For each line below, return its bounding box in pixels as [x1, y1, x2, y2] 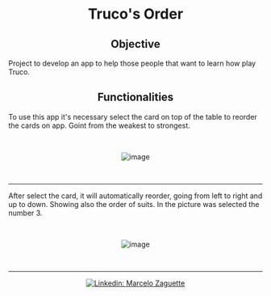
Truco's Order [87, 5, 184, 23]
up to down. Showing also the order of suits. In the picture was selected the [8, 199, 260, 209]
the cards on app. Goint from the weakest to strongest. [8, 121, 191, 130]
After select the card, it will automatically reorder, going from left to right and [8, 191, 263, 201]
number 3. [8, 208, 43, 218]
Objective [110, 37, 161, 51]
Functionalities [97, 91, 174, 104]
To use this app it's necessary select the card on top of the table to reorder [8, 112, 258, 121]
